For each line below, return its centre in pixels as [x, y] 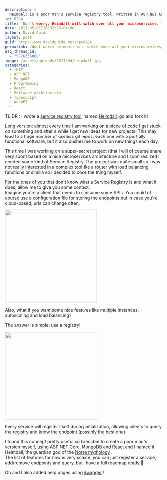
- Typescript [23, 97]
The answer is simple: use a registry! [43, 325]
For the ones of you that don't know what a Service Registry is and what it [81, 182]
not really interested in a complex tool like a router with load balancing [77, 167]
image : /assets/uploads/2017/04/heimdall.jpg [53, 61]
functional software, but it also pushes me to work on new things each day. [82, 141]
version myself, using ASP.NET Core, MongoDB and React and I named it [80, 447]
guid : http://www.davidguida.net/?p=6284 [49, 42]
